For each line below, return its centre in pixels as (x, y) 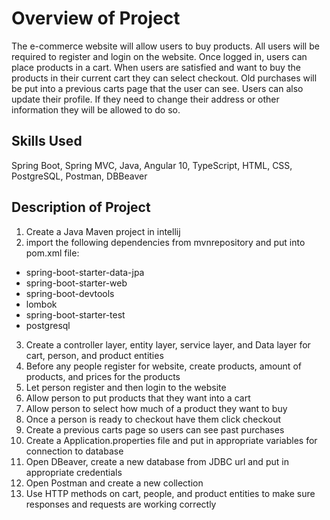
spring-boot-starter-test (75, 314)
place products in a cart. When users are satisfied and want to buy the (156, 67)
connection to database (74, 451)
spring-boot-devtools (70, 293)
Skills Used (47, 141)
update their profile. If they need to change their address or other (145, 99)
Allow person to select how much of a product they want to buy (156, 408)
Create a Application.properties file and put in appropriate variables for (171, 440)
